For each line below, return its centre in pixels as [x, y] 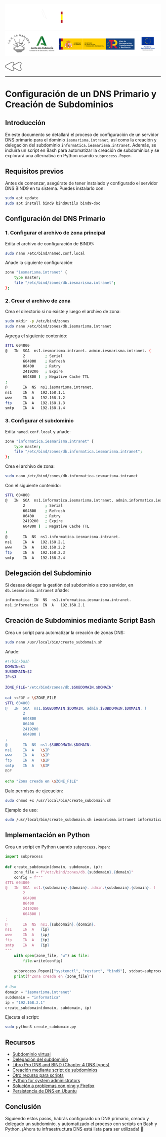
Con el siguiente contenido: [33, 485]
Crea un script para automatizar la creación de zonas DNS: [65, 633]
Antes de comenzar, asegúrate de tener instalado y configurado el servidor [82, 183]
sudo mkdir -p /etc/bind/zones [37, 321]
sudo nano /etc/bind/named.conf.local [45, 253]
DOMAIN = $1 [15, 667]
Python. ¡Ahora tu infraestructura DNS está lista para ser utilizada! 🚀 [74, 1129]
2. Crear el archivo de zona [38, 301]
